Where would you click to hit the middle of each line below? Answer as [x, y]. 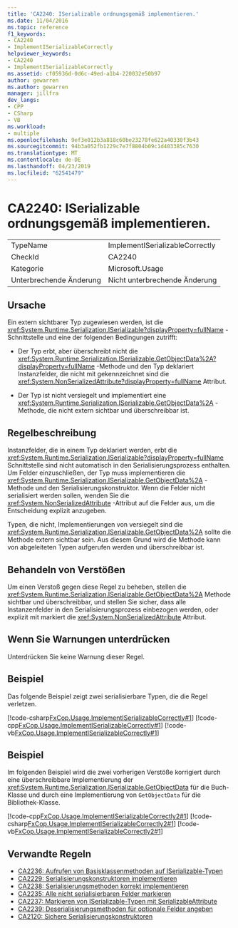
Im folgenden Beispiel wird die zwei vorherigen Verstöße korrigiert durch [114, 772]
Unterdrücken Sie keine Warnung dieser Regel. [76, 656]
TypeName [29, 245]
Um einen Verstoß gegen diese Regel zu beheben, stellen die [97, 587]
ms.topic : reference [38, 27]
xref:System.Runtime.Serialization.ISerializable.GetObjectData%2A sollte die [119, 532]
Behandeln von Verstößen [67, 570]
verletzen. [22, 703]
